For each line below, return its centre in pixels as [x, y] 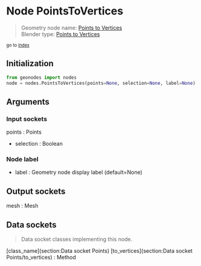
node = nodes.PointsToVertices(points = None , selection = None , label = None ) [101, 83]
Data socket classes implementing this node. [77, 240]
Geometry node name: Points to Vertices [72, 28]
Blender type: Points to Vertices [60, 34]
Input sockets [27, 119]
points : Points [24, 132]
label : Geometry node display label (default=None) [79, 172]
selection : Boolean [39, 144]
